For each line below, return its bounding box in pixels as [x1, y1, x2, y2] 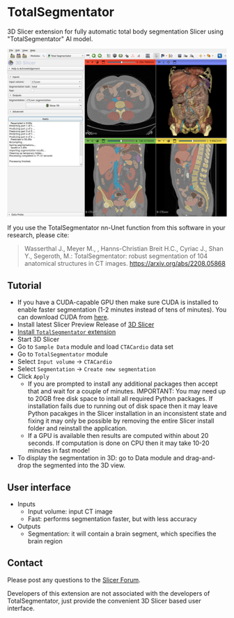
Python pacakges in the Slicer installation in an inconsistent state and [27, 409, 227, 418]
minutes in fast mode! [27, 446, 91, 455]
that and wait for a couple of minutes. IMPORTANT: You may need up [27, 387, 226, 395]
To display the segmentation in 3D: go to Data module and [17, 454, 185, 462]
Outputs [17, 522, 41, 530]
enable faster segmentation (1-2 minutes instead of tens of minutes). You [17, 306, 227, 314]
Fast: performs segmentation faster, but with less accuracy [27, 514, 197, 523]
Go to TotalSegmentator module [17, 350, 108, 359]
